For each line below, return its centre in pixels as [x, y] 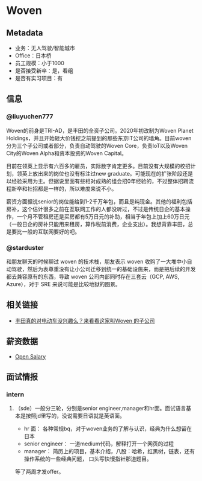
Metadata [25, 33]
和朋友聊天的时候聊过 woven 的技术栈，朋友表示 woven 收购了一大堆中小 [97, 261]
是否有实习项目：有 [39, 78]
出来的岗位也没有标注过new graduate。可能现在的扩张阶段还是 [115, 173]
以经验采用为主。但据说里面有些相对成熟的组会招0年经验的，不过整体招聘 [97, 181]
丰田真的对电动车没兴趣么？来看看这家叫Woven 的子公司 [85, 320]
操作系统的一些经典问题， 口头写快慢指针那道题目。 [88, 459]
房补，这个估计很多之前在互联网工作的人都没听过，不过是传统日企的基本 [96, 209]
